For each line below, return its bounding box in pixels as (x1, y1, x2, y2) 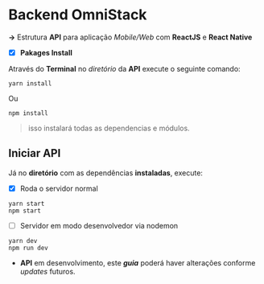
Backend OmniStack (8, 6, 147, 24)
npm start (8, 207, 42, 215)
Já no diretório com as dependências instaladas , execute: (8, 167, 204, 178)
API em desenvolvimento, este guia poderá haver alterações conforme (19, 257, 256, 267)
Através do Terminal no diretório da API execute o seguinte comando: (8, 64, 241, 73)
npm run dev (8, 244, 48, 252)
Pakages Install (19, 47, 72, 57)
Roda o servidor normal (19, 183, 98, 193)
